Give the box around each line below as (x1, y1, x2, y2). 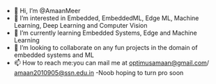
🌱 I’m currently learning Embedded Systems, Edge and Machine (13, 28, 197, 37)
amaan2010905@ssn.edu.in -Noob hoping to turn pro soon (13, 69, 184, 76)
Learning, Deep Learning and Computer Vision (13, 22, 148, 29)
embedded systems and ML (13, 51, 94, 59)
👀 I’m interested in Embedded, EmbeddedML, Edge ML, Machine (13, 14, 199, 22)
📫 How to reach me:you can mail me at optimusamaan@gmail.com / (13, 59, 210, 67)
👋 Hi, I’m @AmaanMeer (13, 7, 81, 15)
